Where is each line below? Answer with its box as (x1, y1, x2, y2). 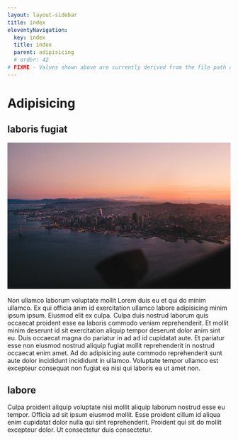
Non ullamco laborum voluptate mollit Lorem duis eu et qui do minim (7, 296, 207, 304)
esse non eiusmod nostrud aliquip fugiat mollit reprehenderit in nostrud (7, 341, 215, 350)
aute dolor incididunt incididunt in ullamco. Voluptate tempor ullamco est (7, 356, 219, 364)
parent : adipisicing (13, 49, 74, 56)
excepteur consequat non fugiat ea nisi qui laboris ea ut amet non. (7, 364, 200, 372)
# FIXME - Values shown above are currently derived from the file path (7, 64, 227, 71)
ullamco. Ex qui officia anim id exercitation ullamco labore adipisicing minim (7, 303, 228, 312)
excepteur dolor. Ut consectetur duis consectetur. (7, 425, 152, 434)
